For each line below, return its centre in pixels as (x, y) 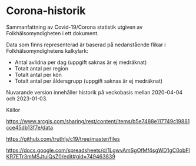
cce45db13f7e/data (30, 127)
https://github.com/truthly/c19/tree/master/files (63, 138)
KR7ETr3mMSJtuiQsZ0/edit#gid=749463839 (61, 156)
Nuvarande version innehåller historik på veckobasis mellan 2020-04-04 (94, 92)
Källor (13, 110)
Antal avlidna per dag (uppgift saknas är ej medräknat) (81, 62)
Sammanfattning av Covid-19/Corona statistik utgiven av (74, 27)
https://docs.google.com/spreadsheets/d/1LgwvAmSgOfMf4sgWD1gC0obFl (98, 150)
